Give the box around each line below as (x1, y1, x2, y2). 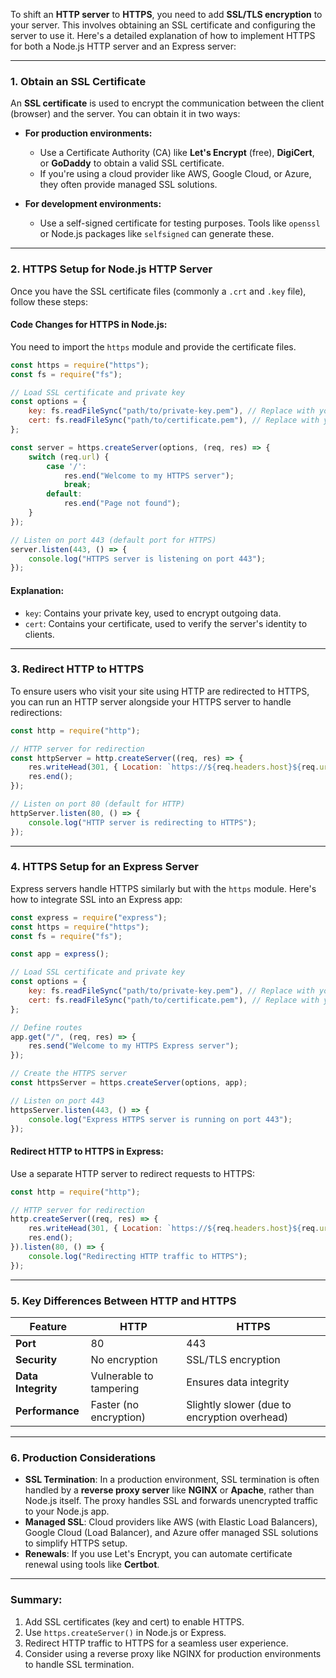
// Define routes (10, 1022, 83, 1033)
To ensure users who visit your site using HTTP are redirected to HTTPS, (10, 685, 310, 697)
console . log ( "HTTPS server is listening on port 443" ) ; (28, 554, 267, 564)
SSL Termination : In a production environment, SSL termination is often (24, 1474, 320, 1486)
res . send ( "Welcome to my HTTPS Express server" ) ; (28, 1041, 240, 1051)
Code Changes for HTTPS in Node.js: (10, 319, 168, 331)
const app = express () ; (10, 949, 110, 959)
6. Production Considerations (10, 1450, 157, 1464)
